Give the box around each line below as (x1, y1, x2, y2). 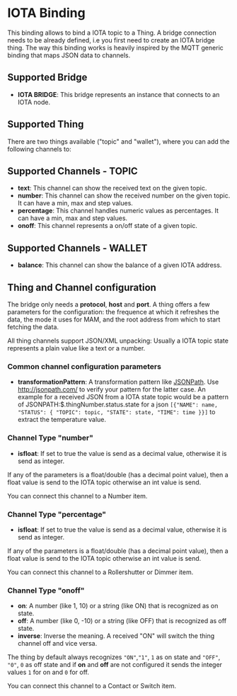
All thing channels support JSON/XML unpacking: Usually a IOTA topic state (7, 336, 229, 345)
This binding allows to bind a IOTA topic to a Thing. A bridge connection (7, 28, 217, 37)
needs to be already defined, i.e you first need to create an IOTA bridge (7, 35, 215, 44)
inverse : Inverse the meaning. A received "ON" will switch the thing (17, 632, 214, 640)
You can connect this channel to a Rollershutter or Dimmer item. (7, 568, 194, 576)
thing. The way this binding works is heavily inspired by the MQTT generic (7, 43, 224, 52)
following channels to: (7, 144, 72, 153)
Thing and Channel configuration (7, 281, 157, 293)
